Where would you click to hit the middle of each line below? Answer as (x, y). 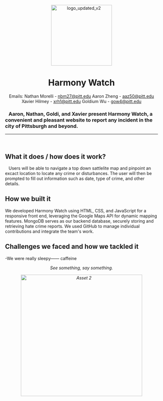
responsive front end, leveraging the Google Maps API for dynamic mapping (81, 216)
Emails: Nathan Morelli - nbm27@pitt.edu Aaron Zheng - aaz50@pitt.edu (81, 96)
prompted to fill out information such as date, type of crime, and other (75, 179)
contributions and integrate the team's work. (49, 231)
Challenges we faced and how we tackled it (72, 247)
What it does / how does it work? (56, 156)
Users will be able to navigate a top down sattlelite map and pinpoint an (80, 168)
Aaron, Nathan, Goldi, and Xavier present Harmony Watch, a (81, 114)
